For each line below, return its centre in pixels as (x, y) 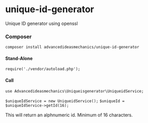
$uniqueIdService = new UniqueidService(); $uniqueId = (65, 101)
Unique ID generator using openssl (42, 23)
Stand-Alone (19, 58)
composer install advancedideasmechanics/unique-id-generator (72, 47)
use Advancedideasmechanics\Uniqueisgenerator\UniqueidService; (75, 91)
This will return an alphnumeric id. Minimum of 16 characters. (69, 115)
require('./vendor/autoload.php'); (43, 69)
